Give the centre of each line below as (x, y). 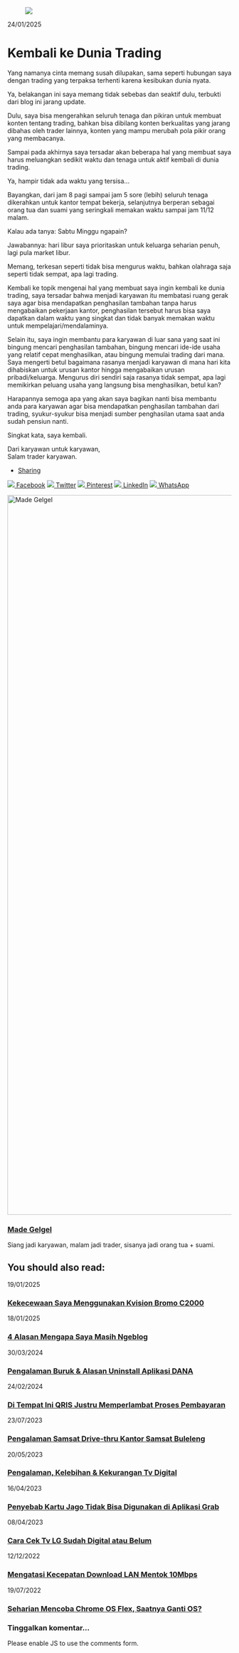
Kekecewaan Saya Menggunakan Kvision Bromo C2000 (106, 1303)
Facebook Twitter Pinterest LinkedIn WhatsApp (103, 485)
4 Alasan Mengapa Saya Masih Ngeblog (78, 1337)
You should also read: (56, 1267)
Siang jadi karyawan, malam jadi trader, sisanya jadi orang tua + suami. (111, 1245)
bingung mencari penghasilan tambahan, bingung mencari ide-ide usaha (114, 347)
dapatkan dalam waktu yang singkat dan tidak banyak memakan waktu (111, 318)
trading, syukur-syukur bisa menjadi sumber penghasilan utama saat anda (116, 414)
